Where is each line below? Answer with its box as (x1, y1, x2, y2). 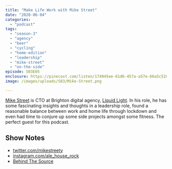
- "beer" (10, 41, 29, 46)
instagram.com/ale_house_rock (12, 153, 79, 159)
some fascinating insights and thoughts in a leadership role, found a (5, 103, 148, 109)
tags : (5, 27, 17, 32)
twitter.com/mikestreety (12, 147, 63, 153)
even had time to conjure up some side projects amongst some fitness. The (5, 113, 165, 119)
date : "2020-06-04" (5, 12, 47, 17)
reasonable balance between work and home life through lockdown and (5, 108, 157, 114)
